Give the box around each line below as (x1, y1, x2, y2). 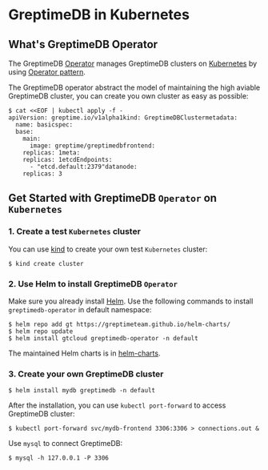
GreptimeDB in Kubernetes (8, 6, 190, 24)
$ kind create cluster (8, 259, 84, 267)
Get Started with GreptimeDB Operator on (8, 191, 218, 205)
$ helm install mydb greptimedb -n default (8, 387, 156, 395)
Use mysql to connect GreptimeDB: (8, 439, 122, 448)
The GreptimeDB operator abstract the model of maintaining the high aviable (8, 82, 261, 92)
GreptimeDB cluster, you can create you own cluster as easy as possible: (8, 91, 249, 101)
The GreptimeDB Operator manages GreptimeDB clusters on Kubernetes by (8, 58, 258, 68)
